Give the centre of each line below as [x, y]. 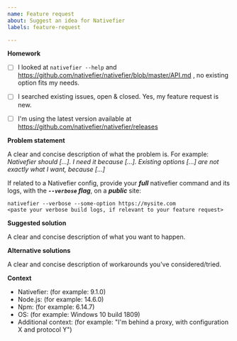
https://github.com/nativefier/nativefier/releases [88, 126]
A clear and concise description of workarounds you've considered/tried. [114, 264]
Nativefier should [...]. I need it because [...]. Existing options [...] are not [113, 161]
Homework [24, 53]
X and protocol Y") [45, 329]
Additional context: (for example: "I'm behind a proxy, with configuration [123, 322]
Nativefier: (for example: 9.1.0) [62, 291]
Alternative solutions [39, 250]
